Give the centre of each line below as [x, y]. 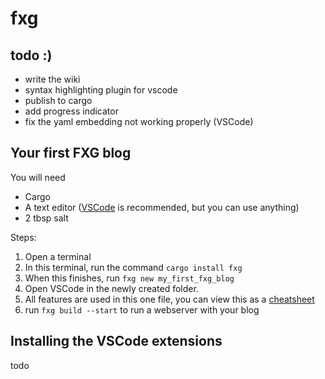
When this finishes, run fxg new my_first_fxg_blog [129, 278]
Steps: [23, 237]
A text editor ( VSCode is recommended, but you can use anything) [162, 207]
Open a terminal [58, 256]
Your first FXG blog [71, 153]
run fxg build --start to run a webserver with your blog [142, 309]
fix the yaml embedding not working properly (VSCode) [139, 121]
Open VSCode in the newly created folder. [111, 288]
